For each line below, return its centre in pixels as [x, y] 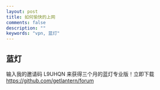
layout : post [22, 11]
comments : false [26, 22]
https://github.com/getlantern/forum [50, 81]
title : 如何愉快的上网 [31, 17]
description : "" [26, 28]
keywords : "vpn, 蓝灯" [33, 34]
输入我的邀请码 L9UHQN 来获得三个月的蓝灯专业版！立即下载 [80, 74]
